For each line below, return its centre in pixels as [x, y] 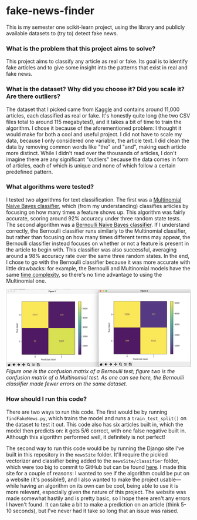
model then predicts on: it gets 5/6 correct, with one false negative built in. [96, 431]
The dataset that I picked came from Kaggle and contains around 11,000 [93, 109]
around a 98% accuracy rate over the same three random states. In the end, [98, 256]
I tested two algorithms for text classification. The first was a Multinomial [94, 199]
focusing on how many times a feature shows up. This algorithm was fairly [96, 212]
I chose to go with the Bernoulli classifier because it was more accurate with [98, 262]
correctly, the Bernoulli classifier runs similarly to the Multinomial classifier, [96, 231]
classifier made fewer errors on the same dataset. [67, 384]
